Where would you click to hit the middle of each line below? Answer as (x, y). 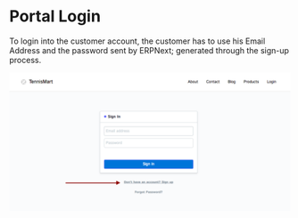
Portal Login (55, 16)
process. (25, 60)
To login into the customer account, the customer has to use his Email (137, 41)
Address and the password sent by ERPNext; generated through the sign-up (149, 50)
